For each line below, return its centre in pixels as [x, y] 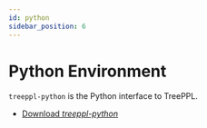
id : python [29, 18]
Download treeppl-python [70, 113]
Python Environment [88, 71]
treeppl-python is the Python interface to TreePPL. [103, 96]
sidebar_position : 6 [48, 26]
